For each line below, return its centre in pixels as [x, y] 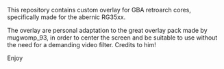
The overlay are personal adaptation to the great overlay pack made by [107, 30]
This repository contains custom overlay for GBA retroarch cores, [99, 10]
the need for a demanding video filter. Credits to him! [82, 45]
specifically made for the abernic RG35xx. [66, 17]
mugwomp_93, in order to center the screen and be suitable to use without [112, 38]
